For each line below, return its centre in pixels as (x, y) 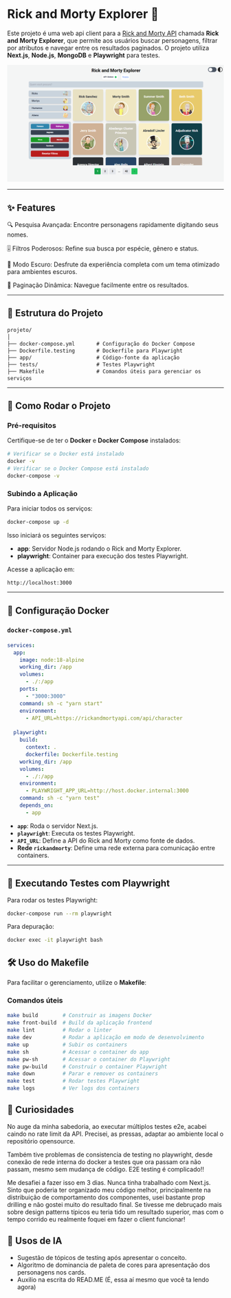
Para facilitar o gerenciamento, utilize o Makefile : (77, 983)
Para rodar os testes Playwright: (53, 900)
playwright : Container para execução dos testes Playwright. (102, 556)
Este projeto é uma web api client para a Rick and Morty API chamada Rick (113, 33)
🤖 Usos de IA (35, 1241)
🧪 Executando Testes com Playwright (89, 884)
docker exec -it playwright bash (55, 940)
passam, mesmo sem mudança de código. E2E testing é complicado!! (106, 1169)
